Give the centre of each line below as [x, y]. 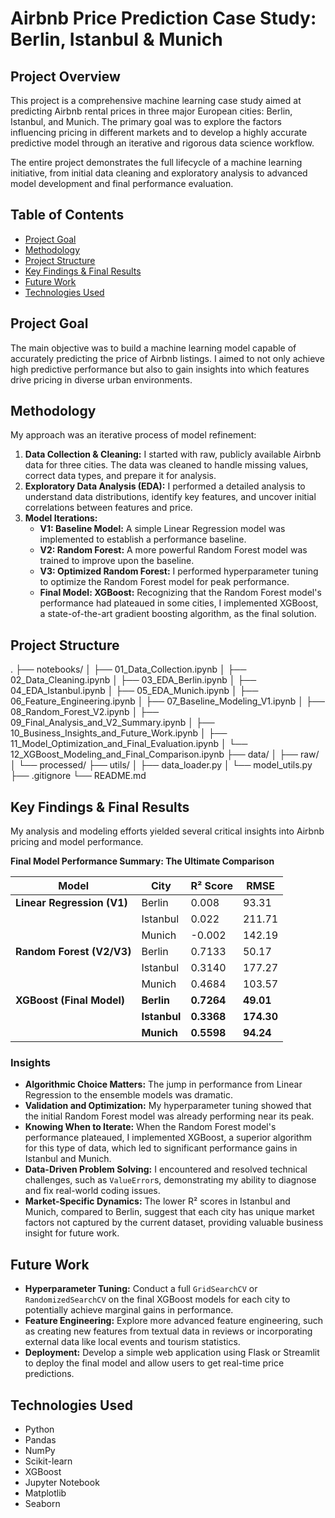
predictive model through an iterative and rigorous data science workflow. [162, 143]
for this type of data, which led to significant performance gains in [161, 1148]
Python [39, 1429]
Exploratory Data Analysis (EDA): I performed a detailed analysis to [165, 486]
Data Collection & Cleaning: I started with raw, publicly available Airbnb [173, 454]
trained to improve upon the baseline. [117, 561]
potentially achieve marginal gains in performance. [129, 1310]
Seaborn [42, 1503]
